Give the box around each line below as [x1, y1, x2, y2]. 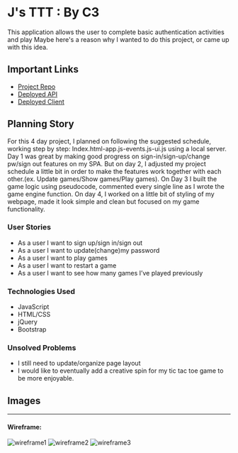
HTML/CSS [17, 310, 51, 319]
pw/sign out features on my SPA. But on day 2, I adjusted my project [7, 159, 207, 168]
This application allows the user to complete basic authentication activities [7, 28, 225, 36]
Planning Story [7, 118, 74, 130]
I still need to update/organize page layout [17, 359, 141, 368]
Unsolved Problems [7, 343, 76, 353]
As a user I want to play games [17, 253, 108, 262]
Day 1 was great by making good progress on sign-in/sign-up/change [7, 152, 210, 160]
